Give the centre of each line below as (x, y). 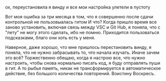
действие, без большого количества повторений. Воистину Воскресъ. (80, 73)
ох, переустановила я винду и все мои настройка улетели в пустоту (78, 7)
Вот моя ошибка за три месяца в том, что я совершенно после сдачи (79, 17)
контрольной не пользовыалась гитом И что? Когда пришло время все (81, 22)
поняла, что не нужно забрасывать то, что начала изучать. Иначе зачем (82, 52)
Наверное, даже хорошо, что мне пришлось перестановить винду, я (78, 47)
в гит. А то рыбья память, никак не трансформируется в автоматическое (83, 68)
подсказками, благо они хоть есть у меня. (50, 38)
